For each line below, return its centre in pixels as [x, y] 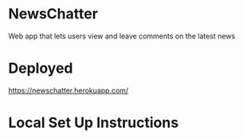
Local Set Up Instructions [94, 123]
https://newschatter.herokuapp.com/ [69, 90]
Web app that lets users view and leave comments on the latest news [122, 36]
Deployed [41, 68]
